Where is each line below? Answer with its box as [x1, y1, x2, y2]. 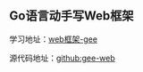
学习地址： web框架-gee [9, 34, 98, 44]
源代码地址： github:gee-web [9, 52, 116, 63]
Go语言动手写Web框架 [9, 8, 134, 24]
